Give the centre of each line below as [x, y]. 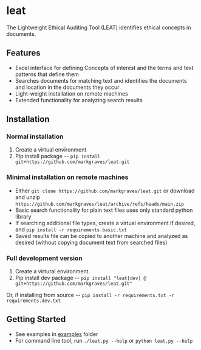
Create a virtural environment [52, 271]
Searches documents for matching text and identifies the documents [101, 80]
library [23, 216]
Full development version [45, 258]
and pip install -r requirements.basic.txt [71, 229]
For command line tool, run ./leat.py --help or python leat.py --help [104, 340]
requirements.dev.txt [34, 301]
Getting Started [36, 319]
